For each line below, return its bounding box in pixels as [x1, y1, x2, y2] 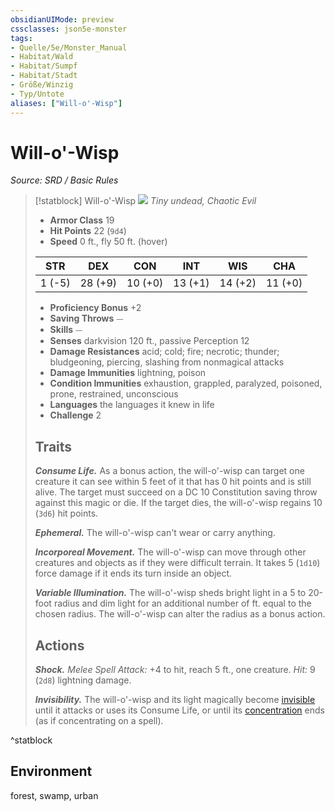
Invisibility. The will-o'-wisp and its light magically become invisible [34, 694, 316, 706]
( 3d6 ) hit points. [34, 507, 99, 520]
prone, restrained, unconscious [49, 388, 179, 400]
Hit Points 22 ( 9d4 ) [49, 225, 127, 237]
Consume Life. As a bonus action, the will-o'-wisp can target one [34, 465, 305, 477]
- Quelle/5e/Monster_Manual [10, 42, 128, 53]
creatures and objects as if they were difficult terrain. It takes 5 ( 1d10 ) [34, 557, 321, 569]
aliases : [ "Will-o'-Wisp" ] [10, 98, 123, 108]
